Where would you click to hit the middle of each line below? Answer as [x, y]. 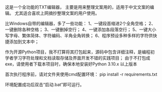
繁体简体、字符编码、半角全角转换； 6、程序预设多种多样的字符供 [87, 36]
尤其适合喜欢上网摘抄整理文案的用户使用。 [57, 13]
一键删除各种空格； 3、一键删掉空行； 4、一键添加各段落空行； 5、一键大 [79, 30]
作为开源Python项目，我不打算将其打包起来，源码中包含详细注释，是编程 [78, 52]
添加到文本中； [24, 42]
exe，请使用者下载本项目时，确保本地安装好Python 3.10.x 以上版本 [71, 64]
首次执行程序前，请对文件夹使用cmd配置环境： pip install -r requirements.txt [81, 74]
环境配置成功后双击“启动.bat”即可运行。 [45, 84]
